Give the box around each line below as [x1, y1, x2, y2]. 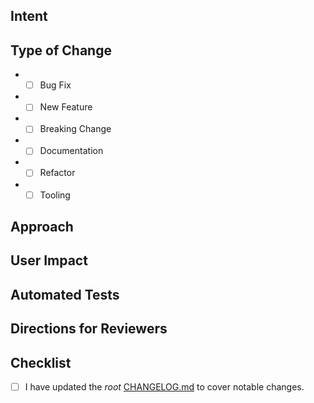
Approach [10, 218, 74, 235]
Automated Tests [10, 286, 120, 303]
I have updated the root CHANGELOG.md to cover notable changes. [24, 380, 305, 393]
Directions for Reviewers [10, 320, 168, 338]
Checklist [10, 354, 72, 371]
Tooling [39, 189, 71, 201]
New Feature [39, 101, 93, 113]
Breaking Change [39, 123, 112, 135]
